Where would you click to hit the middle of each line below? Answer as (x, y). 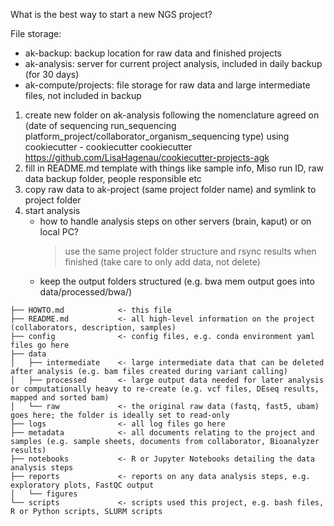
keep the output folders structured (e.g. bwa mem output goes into (177, 281)
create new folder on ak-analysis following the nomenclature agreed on (172, 115)
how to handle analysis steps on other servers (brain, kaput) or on (175, 221)
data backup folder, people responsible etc (113, 178)
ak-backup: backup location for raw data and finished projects (153, 53)
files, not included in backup (83, 95)
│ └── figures (44, 494)
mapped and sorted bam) (60, 398)
